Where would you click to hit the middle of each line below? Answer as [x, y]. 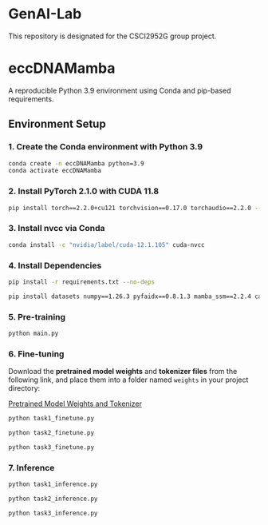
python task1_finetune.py [51, 419]
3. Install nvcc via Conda [57, 229]
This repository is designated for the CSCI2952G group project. [112, 36]
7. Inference [32, 467]
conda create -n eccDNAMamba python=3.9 [77, 163]
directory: [24, 388]
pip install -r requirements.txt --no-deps [82, 282]
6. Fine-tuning [36, 354]
